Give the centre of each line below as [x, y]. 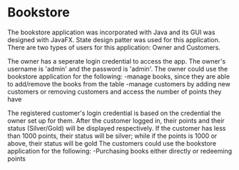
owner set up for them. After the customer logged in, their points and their [116, 120]
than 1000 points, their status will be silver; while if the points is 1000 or [112, 136]
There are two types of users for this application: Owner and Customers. [114, 47]
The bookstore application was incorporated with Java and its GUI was [111, 32]
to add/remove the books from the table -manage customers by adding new [119, 84]
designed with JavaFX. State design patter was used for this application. [114, 39]
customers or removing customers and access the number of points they [115, 91]
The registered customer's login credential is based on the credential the [114, 113]
